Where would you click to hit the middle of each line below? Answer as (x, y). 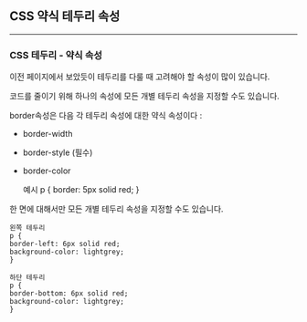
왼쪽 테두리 (27, 228)
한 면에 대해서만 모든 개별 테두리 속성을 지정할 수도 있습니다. (116, 209)
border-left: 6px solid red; (65, 244)
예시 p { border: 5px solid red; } (81, 190)
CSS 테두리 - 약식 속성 (56, 55)
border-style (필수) (58, 152)
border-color (47, 171)
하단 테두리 (27, 278)
